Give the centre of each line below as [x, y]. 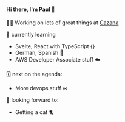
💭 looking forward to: [32, 100]
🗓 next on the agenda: [34, 74]
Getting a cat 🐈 [34, 112]
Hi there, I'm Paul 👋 [31, 9]
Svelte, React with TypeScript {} [55, 46]
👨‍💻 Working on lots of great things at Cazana [62, 23]
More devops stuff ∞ [41, 88]
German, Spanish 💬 [39, 53]
